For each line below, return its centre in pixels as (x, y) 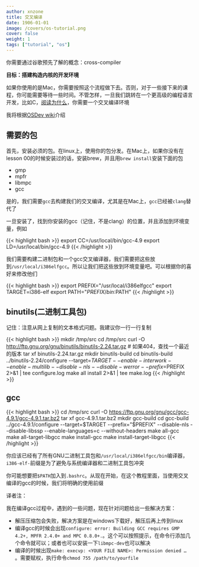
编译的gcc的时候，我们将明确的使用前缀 (55, 483)
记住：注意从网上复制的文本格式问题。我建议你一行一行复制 (79, 327)
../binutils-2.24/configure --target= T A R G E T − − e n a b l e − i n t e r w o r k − (89, 360)
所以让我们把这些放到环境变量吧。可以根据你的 (129, 266)
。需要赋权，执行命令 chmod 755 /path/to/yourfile (77, 558)
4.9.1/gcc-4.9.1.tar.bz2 (33, 418)
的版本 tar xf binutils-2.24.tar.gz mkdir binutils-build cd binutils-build (89, 354)
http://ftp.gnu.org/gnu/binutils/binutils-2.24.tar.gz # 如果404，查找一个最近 (98, 346)
